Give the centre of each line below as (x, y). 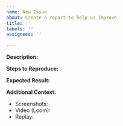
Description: (22, 57)
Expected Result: (28, 81)
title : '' (19, 23)
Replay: (24, 117)
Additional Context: (31, 92)
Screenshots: (31, 104)
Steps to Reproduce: (33, 69)
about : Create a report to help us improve (62, 18)
